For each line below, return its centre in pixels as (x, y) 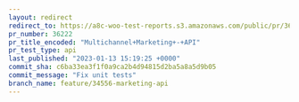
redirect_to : (33, 26)
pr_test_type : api (42, 51)
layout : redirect (41, 17)
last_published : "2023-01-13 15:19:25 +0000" (94, 59)
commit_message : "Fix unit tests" (73, 75)
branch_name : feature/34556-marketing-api (88, 83)
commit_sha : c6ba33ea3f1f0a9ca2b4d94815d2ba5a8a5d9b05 (112, 67)
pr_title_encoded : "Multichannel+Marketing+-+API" (104, 42)
